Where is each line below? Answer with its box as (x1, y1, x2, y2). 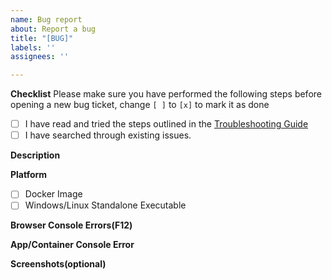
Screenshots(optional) (10, 258, 107, 270)
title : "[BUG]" (10, 33, 74, 43)
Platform (10, 169, 48, 181)
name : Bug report (10, 14, 83, 25)
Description (10, 149, 61, 161)
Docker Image (24, 188, 83, 200)
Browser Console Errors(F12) (10, 219, 133, 231)
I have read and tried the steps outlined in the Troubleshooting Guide (24, 118, 309, 130)
